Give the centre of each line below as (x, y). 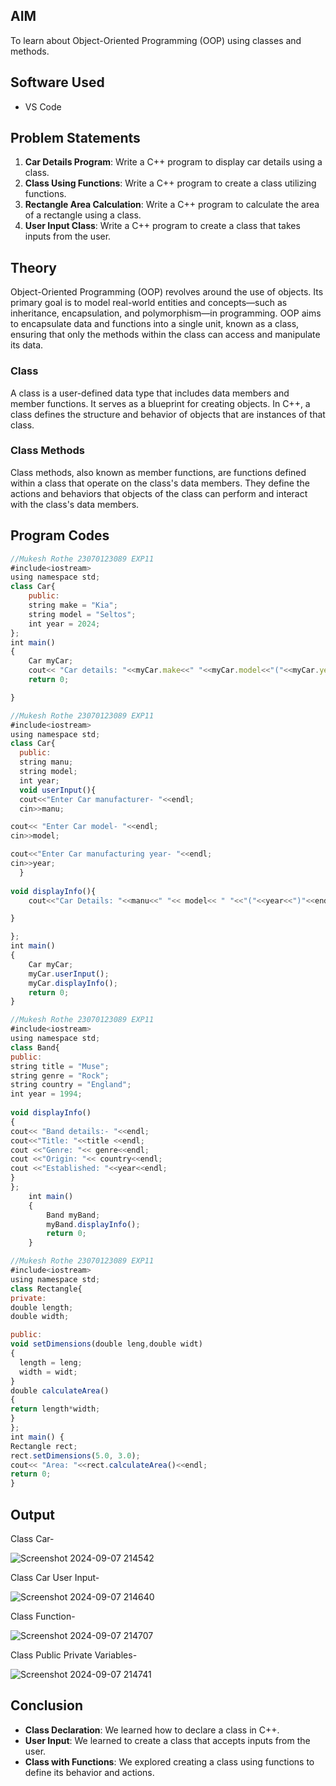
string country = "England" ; (71, 1085)
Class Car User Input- (55, 1577)
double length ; (42, 1307)
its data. (27, 345)
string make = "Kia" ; (73, 605)
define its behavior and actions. (89, 1772)
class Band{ (35, 1047)
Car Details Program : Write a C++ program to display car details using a (173, 162)
